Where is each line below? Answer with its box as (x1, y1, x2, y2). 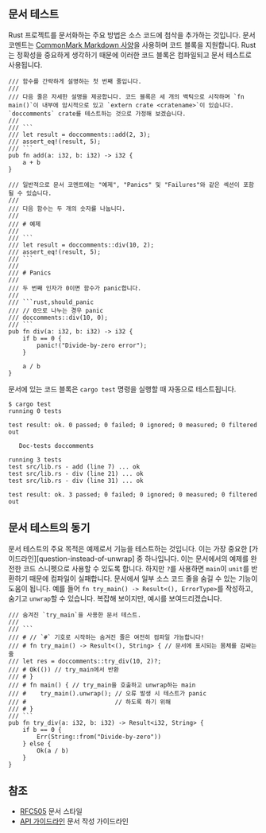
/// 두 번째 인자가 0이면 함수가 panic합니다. (8, 284, 141, 292)
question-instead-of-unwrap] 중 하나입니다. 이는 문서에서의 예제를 (38, 554, 249, 563)
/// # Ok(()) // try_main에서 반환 (8, 665, 119, 674)
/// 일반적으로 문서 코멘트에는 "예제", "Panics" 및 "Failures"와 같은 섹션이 (8, 181, 240, 189)
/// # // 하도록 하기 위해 (8, 698, 172, 706)
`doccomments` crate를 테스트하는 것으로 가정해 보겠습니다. (8, 110, 187, 118)
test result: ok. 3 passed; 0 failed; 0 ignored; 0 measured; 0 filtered (8, 490, 258, 499)
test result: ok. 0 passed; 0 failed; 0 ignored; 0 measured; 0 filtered (8, 421, 258, 429)
